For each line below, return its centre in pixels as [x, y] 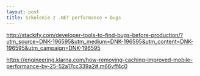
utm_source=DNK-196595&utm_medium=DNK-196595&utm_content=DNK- [100, 41]
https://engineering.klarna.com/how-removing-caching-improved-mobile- [100, 60]
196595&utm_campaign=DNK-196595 [53, 48]
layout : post [23, 12]
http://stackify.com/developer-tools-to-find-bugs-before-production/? [95, 35]
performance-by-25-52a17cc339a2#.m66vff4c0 [67, 66]
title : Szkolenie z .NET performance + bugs [64, 18]
